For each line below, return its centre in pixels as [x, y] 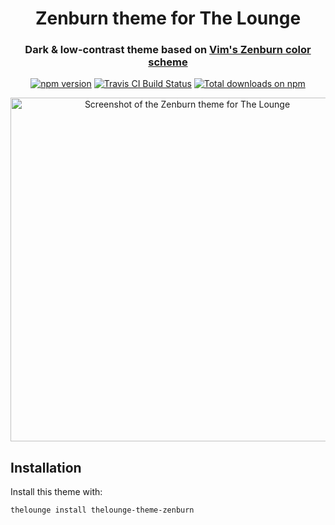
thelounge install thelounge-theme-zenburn [102, 510]
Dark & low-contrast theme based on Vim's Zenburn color [168, 50]
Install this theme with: [56, 492]
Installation [46, 467]
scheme [168, 62]
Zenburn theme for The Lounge [168, 18]
